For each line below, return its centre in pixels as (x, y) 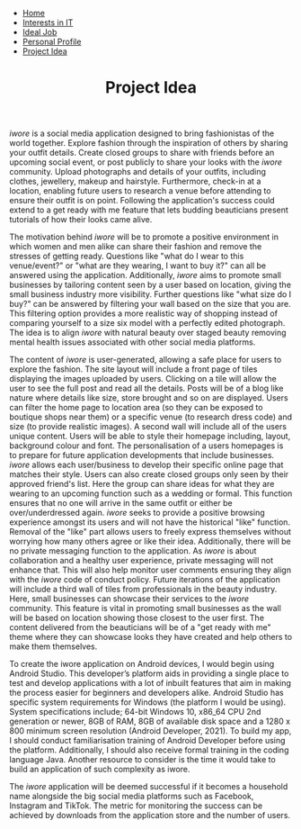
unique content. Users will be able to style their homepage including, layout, (150, 437)
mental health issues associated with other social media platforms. (133, 342)
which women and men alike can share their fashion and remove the (136, 247)
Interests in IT (48, 23)
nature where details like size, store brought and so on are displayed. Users (149, 398)
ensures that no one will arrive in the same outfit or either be (121, 503)
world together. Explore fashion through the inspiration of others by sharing (149, 143)
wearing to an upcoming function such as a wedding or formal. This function (151, 493)
